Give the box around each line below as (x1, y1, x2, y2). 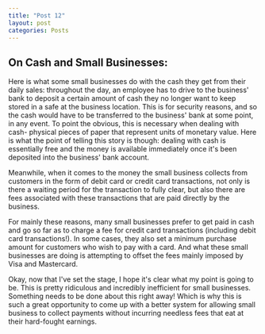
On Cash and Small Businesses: (8, 56, 168, 69)
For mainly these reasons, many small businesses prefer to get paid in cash (8, 217, 255, 227)
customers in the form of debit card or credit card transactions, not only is (8, 176, 251, 186)
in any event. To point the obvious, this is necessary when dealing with (8, 119, 240, 129)
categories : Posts (8, 26, 69, 34)
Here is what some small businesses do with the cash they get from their (8, 77, 246, 86)
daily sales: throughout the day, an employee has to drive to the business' (8, 85, 249, 95)
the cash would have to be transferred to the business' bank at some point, (8, 110, 254, 120)
